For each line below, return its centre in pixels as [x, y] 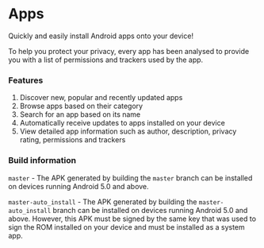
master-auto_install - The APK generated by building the [103, 201]
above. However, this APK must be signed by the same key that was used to [132, 219]
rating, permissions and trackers [73, 140]
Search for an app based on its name [80, 114]
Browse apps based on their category [81, 106]
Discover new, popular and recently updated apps [101, 98]
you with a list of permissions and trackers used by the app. [106, 60]
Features [26, 80]
